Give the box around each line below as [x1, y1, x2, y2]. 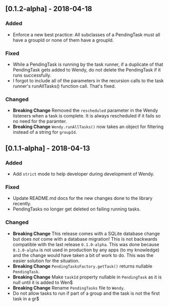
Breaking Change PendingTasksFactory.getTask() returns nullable [12, 263, 153, 269]
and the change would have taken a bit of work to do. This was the [12, 252, 154, 258]
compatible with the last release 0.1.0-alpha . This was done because [12, 241, 160, 247]
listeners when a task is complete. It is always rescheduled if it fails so [12, 113, 161, 119]
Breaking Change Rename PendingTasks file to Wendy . [12, 285, 125, 291]
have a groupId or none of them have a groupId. [12, 37, 114, 43]
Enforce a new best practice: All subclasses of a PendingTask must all [12, 31, 160, 38]
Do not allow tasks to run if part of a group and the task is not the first [12, 290, 160, 296]
